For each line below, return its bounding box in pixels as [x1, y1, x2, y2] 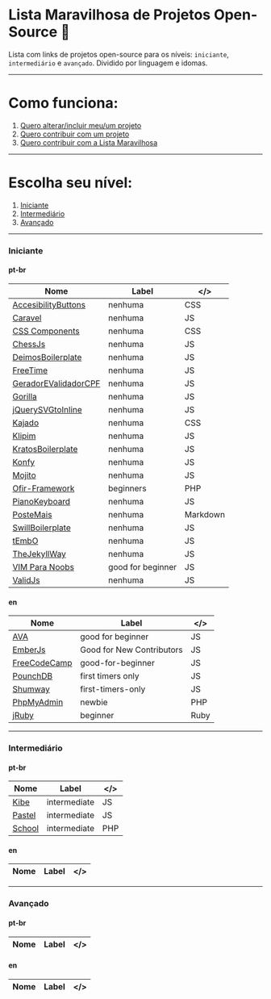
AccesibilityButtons [12, 299, 86, 310]
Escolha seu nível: [8, 173, 133, 192]
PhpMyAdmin [12, 696, 64, 708]
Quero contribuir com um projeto [19, 129, 130, 139]
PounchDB [12, 671, 53, 682]
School [12, 823, 39, 834]
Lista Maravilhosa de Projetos [8, 6, 211, 24]
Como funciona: [8, 94, 119, 112]
